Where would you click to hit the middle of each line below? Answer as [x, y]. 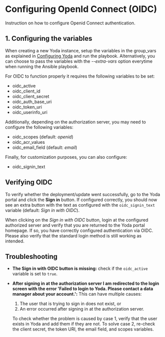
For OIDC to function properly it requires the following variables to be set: [80, 76]
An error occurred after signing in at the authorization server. [82, 309]
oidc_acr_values [28, 142]
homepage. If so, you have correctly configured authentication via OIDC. [79, 230]
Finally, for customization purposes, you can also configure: [66, 157]
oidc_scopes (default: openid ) [43, 137]
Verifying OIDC [29, 182]
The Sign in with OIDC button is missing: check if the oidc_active [80, 269]
